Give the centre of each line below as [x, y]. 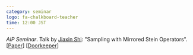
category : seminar [29, 12]
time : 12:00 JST [26, 22]
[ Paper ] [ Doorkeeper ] [33, 46]
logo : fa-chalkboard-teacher [42, 17]
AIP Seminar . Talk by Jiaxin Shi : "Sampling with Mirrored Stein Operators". [97, 40]
